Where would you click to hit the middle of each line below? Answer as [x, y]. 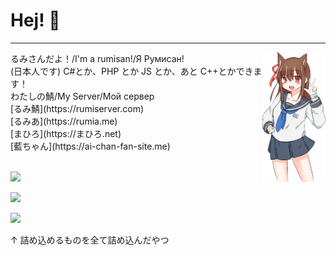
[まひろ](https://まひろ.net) [66, 133]
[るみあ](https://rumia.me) [64, 121]
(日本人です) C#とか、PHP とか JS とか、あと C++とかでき [132, 71]
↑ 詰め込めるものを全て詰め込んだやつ [90, 240]
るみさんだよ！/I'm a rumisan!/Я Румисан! [97, 58]
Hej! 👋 [35, 20]
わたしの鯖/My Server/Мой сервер [82, 96]
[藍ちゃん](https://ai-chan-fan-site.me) [90, 146]
